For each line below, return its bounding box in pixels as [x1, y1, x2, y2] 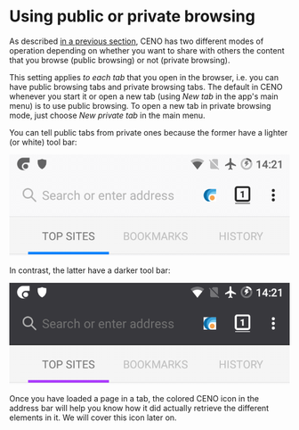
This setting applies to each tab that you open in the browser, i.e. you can [9, 71, 279, 82]
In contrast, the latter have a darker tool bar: [9, 265, 171, 276]
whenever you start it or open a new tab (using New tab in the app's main [9, 91, 279, 102]
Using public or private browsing [9, 6, 255, 27]
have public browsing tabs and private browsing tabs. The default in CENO [9, 81, 283, 92]
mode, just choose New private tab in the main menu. [9, 110, 206, 120]
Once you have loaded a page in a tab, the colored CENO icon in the [9, 393, 260, 403]
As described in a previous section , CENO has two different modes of [9, 36, 264, 46]
